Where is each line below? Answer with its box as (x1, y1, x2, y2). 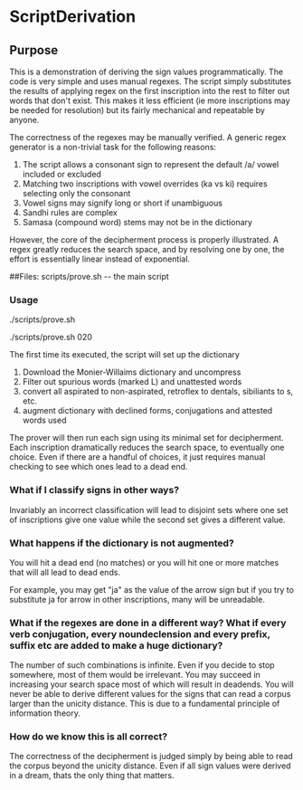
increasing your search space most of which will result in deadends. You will (9, 679, 294, 690)
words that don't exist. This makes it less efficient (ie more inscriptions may (9, 95, 291, 106)
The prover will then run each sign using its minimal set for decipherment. (9, 433, 284, 443)
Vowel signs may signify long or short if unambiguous (22, 197, 223, 208)
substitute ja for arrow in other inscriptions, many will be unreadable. (9, 594, 265, 604)
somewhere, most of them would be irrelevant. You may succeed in (9, 670, 260, 681)
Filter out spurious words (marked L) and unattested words (22, 376, 242, 387)
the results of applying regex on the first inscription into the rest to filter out (9, 86, 290, 96)
